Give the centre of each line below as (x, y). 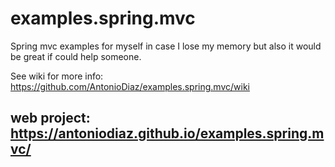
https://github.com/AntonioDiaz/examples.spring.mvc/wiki (130, 86)
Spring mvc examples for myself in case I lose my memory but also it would (166, 46)
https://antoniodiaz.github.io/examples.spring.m (167, 133)
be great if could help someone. (76, 56)
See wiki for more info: (57, 76)
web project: (50, 118)
